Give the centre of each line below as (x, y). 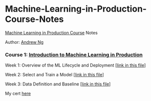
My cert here (18, 94)
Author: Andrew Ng (24, 42)
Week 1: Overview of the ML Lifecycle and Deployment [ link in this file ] (75, 65)
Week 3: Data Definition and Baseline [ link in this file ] (58, 84)
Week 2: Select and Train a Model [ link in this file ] (55, 75)
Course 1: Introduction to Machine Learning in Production (74, 54)
